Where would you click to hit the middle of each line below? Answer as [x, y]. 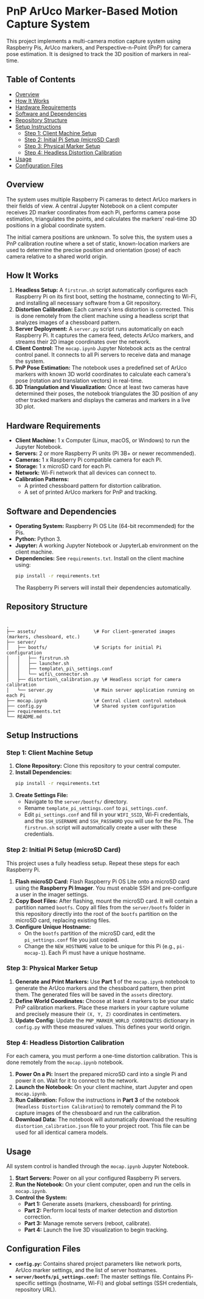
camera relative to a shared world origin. [57, 256]
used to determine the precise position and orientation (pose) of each [93, 250]
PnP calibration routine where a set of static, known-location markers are [98, 243]
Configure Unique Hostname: [53, 926]
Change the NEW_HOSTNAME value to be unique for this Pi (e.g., [100, 946]
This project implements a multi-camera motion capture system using [93, 41]
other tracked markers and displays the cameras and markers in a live [103, 400]
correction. [38, 1217]
